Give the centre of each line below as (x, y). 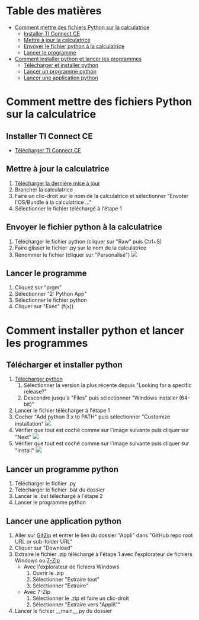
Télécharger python (39, 379)
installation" (29, 424)
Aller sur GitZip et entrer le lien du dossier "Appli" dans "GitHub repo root (104, 535)
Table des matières (54, 11)
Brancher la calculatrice (44, 189)
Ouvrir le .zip (48, 573)
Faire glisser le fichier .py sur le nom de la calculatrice (81, 248)
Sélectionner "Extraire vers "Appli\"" (76, 605)
